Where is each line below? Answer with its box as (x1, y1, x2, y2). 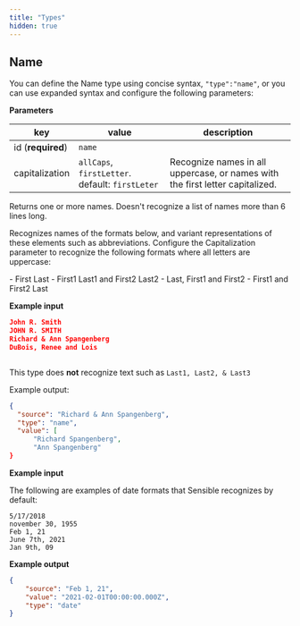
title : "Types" (9, 13, 66, 22)
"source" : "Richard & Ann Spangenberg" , (17, 410, 170, 419)
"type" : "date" (25, 601, 82, 610)
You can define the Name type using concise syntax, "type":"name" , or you (9, 78, 286, 89)
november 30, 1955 (9, 520, 78, 529)
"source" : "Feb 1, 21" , (25, 584, 114, 593)
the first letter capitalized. (169, 178, 277, 190)
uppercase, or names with (169, 167, 279, 180)
